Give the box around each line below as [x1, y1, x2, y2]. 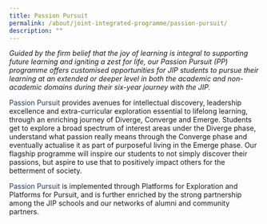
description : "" [9, 26, 63, 34]
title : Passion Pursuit [9, 11, 89, 20]
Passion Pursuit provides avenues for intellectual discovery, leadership [9, 98, 242, 108]
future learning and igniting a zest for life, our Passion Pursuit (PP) [9, 57, 229, 66]
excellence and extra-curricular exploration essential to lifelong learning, [9, 106, 249, 116]
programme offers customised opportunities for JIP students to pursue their [9, 66, 259, 75]
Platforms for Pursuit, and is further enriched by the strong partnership [9, 190, 242, 200]
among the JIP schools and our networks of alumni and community [9, 198, 230, 208]
